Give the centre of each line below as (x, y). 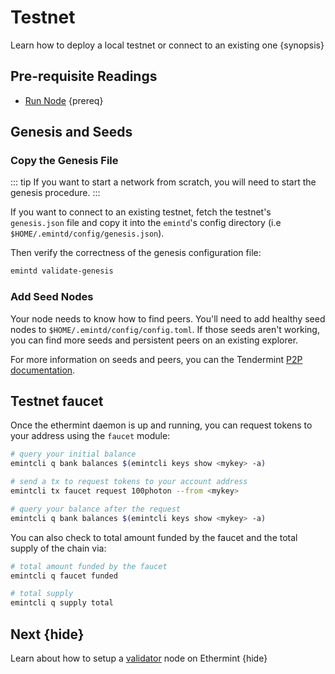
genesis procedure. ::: (55, 193)
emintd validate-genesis (62, 271)
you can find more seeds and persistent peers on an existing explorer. (154, 340)
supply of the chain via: (58, 548)
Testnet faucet (57, 401)
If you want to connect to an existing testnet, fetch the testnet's (141, 212)
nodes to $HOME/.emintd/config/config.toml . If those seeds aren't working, (165, 329)
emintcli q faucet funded (64, 576)
